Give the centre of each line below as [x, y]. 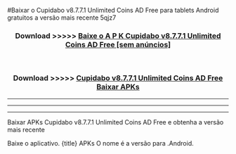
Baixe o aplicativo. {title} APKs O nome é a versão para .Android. [101, 143]
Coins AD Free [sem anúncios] [118, 44]
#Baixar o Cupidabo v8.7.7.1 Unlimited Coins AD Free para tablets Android [113, 10]
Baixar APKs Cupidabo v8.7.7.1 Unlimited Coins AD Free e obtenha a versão [116, 122]
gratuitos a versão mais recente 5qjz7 [62, 18]
